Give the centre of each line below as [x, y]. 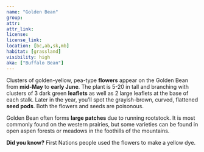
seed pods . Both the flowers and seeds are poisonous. [75, 106]
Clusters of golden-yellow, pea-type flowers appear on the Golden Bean [97, 80]
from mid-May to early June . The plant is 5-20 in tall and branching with [97, 86]
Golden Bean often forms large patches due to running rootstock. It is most [101, 118]
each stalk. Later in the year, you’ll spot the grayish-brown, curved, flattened [102, 99]
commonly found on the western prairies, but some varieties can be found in [102, 124]
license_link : [24, 40]
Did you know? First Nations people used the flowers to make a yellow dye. [101, 142]
